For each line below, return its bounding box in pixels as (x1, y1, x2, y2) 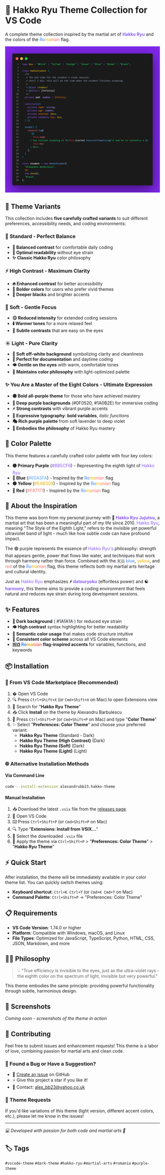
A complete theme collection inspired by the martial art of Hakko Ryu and (5, 31, 154, 37)
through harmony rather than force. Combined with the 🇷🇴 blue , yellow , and (5, 558, 160, 564)
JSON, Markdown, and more (12, 940, 70, 946)
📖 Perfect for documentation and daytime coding (12, 356, 113, 362)
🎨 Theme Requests (5, 1097, 51, 1103)
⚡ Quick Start (5, 858, 47, 867)
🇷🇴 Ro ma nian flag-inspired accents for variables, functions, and (12, 641, 146, 648)
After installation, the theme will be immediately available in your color (5, 874, 146, 880)
